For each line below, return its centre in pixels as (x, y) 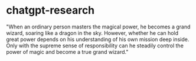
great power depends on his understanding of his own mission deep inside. (98, 39)
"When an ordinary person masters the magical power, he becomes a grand (98, 27)
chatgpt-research (50, 10)
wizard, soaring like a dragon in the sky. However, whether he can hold (92, 33)
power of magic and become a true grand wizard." (67, 52)
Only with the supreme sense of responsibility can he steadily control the (95, 46)
